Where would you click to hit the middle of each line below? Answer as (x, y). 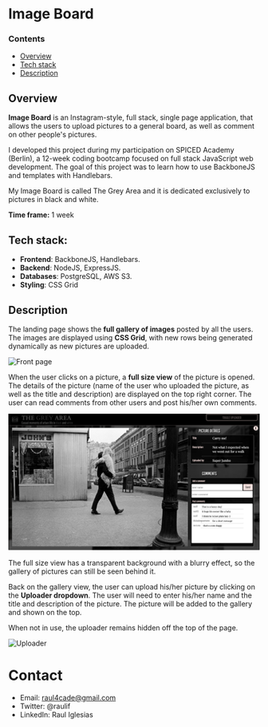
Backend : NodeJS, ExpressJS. (70, 268)
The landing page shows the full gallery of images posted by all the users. (131, 329)
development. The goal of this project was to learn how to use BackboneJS (132, 167)
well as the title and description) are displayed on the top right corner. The (130, 394)
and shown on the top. (45, 613)
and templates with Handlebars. (61, 176)
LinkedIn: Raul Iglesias (56, 715)
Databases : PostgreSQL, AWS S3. (76, 276)
